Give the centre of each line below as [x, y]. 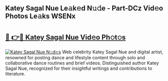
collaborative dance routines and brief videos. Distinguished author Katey [82, 63]
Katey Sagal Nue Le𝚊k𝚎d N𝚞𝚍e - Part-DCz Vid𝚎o [84, 8]
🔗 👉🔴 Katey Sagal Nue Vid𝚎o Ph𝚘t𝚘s [65, 37]
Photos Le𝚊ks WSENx [41, 16]
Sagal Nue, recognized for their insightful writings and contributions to [79, 68]
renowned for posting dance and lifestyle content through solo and [75, 57]
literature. [15, 74]
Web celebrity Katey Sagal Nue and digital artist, [113, 52]
